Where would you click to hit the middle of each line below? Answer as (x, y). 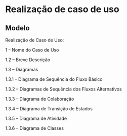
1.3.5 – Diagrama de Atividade (36, 118)
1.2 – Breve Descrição (28, 60)
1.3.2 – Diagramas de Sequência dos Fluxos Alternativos (64, 89)
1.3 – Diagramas (22, 70)
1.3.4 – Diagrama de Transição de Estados (49, 109)
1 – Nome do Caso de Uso (32, 50)
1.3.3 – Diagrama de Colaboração (40, 99)
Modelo (17, 28)
